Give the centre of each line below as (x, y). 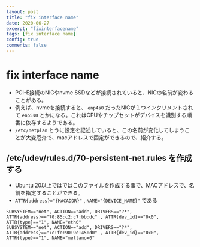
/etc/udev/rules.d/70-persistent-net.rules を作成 (99, 158)
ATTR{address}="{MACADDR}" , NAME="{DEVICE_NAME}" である (86, 200)
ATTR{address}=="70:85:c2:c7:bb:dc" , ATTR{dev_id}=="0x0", (83, 217)
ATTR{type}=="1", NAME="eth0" (44, 222)
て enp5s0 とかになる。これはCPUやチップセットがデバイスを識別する (101, 115)
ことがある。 (31, 100)
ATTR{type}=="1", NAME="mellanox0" (51, 238)
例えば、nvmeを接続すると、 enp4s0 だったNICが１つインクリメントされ (104, 107)
